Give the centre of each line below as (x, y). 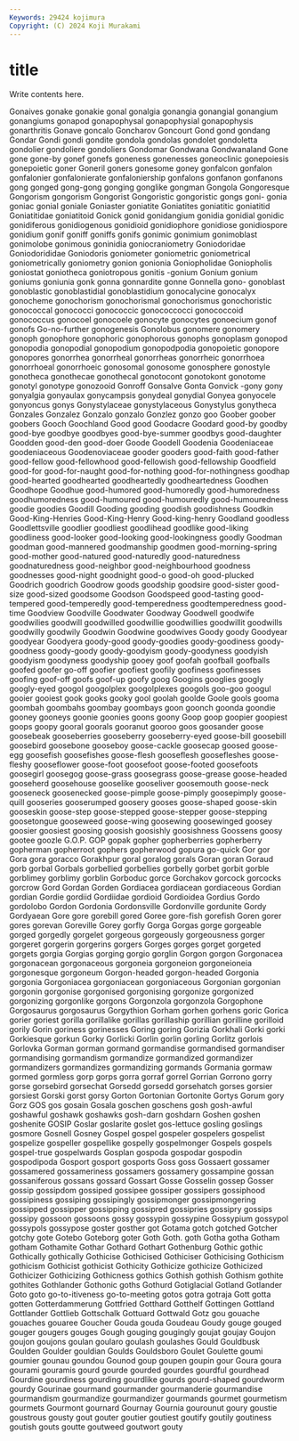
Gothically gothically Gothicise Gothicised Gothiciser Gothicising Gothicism (147, 1257)
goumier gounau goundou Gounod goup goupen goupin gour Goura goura (145, 1361)
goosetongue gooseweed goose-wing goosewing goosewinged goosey (141, 821)
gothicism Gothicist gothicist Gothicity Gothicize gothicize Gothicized (136, 1266)
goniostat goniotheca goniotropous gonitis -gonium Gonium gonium (133, 273)
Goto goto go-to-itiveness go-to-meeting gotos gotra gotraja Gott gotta (140, 1294)
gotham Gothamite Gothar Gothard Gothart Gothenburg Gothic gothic (136, 1247)
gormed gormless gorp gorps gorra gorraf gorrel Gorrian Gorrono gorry (141, 1077)
